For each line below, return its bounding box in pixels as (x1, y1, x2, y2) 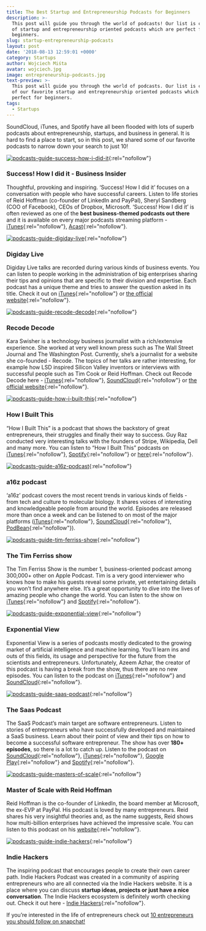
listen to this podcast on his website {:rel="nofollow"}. (6, 826, 141, 833)
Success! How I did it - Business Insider (6, 169, 127, 178)
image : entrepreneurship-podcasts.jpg (6, 72, 105, 78)
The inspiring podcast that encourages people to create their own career (6, 867, 190, 875)
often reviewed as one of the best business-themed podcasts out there (6, 209, 190, 217)
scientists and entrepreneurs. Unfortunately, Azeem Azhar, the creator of (6, 659, 191, 666)
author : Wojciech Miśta (6, 60, 67, 66)
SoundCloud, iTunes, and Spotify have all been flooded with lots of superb (6, 123, 194, 130)
